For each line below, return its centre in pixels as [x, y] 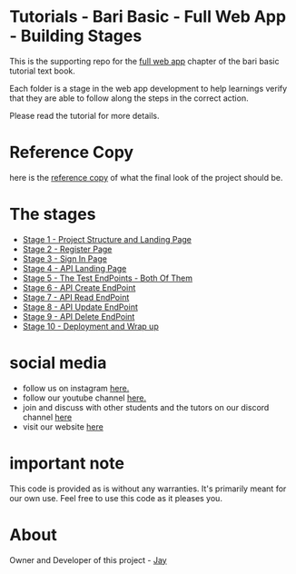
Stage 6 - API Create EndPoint [79, 287]
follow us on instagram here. [76, 388]
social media [58, 363]
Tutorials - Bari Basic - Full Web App [148, 17]
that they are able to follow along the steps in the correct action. [129, 98]
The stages [53, 214]
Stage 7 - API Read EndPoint [76, 297]
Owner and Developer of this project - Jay [88, 559]
